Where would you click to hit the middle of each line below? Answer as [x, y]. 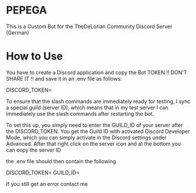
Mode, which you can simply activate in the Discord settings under [86, 137]
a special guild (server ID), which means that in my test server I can [87, 107]
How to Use [35, 56]
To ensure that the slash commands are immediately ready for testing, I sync [98, 101]
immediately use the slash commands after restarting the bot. [80, 113]
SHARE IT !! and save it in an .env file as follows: [64, 78]
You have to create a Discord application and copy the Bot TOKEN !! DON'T [97, 72]
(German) [18, 32]
